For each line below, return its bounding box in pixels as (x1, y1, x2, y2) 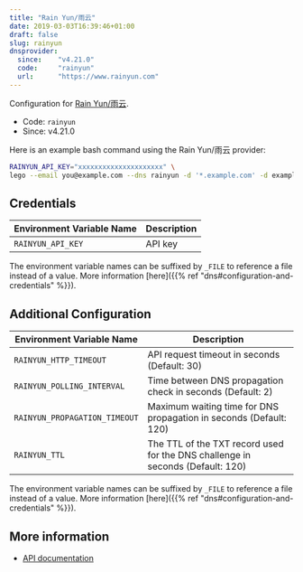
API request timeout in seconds (147, 349, 280, 361)
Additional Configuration (9, 306, 151, 322)
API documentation (22, 552, 95, 563)
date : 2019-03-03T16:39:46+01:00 (9, 22, 135, 31)
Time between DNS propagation (147, 374, 284, 387)
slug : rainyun (9, 38, 63, 48)
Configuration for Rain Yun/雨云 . (9, 98, 129, 108)
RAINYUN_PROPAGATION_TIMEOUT (14, 413, 139, 423)
